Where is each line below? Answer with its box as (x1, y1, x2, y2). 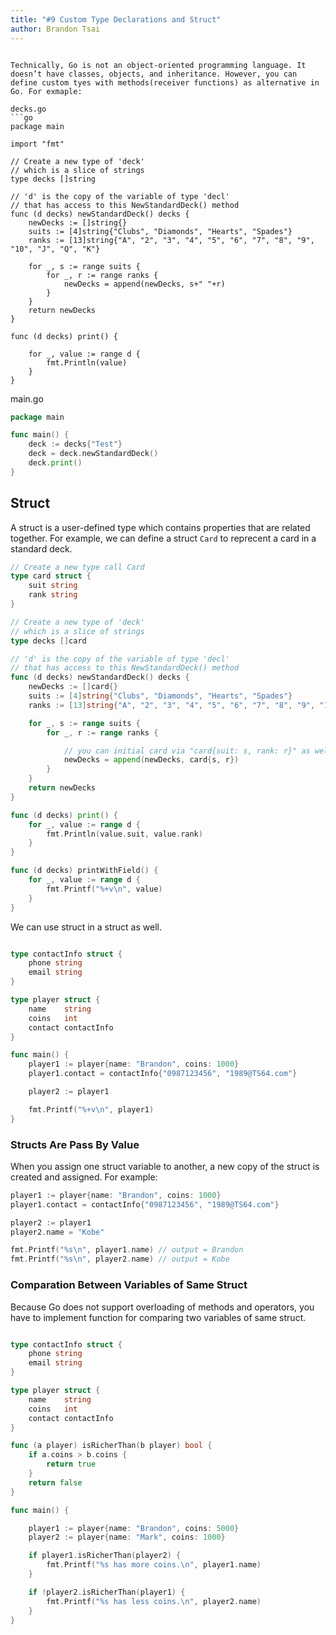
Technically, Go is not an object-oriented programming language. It (10, 60, 307, 70)
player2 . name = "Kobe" (10, 1227, 105, 1237)
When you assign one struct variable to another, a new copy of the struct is (10, 1160, 320, 1172)
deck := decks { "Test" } (28, 439, 123, 450)
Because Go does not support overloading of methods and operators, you (10, 1301, 315, 1313)
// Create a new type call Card (10, 562, 145, 572)
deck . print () (28, 458, 83, 468)
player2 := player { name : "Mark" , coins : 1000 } (28, 1532, 226, 1543)
